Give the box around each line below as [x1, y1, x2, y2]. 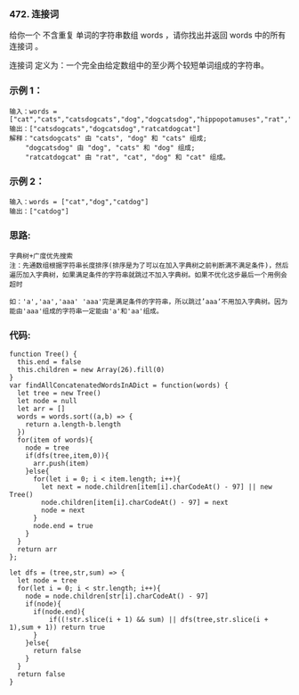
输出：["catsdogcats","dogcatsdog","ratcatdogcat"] [9, 124, 201, 133]
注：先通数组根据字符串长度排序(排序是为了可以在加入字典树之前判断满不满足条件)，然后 [9, 261, 289, 270]
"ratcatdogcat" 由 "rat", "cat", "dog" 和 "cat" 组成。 [25, 153, 230, 161]
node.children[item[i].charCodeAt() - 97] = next [41, 498, 229, 508]
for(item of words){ [17, 435, 93, 445]
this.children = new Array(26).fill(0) [17, 366, 166, 375]
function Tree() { [9, 350, 77, 359]
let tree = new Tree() [17, 389, 101, 398]
